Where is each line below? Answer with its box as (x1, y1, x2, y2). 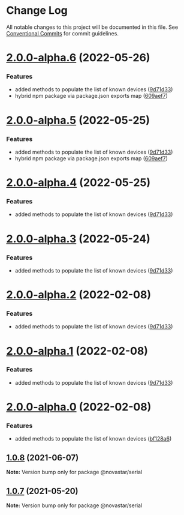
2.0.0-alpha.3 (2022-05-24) (6, 232, 151, 245)
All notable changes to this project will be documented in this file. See (6, 23, 179, 31)
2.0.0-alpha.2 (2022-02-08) (6, 288, 152, 302)
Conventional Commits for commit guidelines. (6, 29, 119, 37)
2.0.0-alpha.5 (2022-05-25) (6, 113, 150, 127)
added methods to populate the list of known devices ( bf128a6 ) (14, 435, 172, 442)
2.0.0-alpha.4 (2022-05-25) (6, 176, 151, 190)
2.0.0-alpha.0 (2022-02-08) (6, 400, 152, 414)
